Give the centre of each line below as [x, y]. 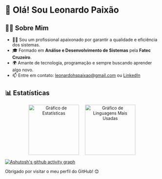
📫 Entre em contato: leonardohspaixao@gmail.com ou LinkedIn [76, 75]
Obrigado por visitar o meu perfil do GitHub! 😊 [52, 171]
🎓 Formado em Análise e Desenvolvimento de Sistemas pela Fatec [81, 50]
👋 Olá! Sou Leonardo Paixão [62, 10]
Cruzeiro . [22, 57]
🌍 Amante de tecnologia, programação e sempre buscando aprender [82, 63]
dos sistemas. [26, 45]
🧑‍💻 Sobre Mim [27, 28]
